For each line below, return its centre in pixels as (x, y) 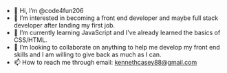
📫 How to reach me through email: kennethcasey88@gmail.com (105, 62)
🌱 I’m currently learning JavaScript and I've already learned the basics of (117, 32)
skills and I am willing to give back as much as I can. (87, 54)
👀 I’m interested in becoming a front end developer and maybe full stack (116, 18)
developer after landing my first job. (64, 25)
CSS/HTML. (31, 40)
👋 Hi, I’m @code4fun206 (48, 11)
